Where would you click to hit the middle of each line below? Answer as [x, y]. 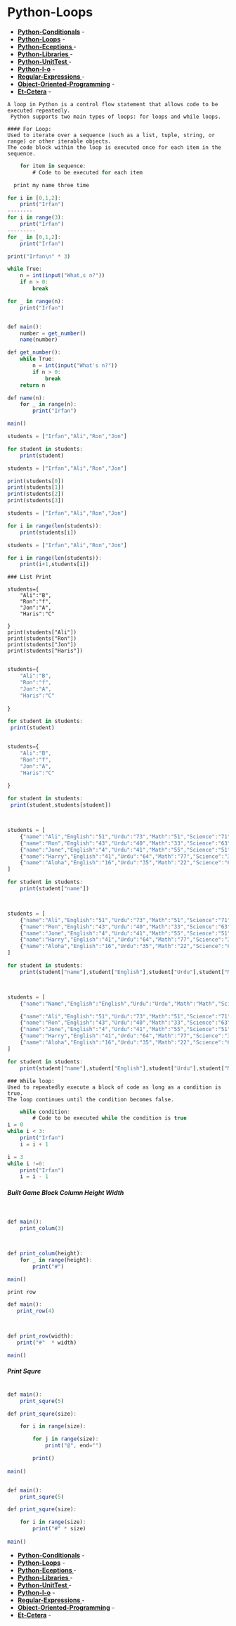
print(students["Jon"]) [42, 645]
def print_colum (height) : [45, 1254]
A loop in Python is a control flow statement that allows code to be [113, 104]
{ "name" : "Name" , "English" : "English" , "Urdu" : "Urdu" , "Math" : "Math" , [119, 1004]
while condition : [45, 1112]
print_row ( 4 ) [35, 1311]
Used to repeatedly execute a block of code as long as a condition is [114, 1087]
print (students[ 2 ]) [36, 494]
